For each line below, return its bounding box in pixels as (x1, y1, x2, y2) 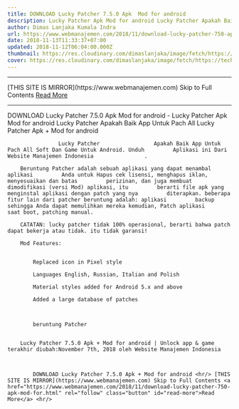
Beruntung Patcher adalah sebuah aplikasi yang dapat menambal (20, 165, 212, 172)
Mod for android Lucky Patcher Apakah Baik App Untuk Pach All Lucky (7, 118, 215, 127)
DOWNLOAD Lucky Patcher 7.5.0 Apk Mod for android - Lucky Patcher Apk (7, 111, 228, 120)
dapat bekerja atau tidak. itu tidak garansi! (7, 227, 148, 234)
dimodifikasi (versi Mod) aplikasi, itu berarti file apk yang (7, 183, 224, 191)
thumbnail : (7, 51, 40, 58)
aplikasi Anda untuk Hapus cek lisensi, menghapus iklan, (7, 171, 208, 178)
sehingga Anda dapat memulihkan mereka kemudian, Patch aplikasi (7, 202, 205, 209)
